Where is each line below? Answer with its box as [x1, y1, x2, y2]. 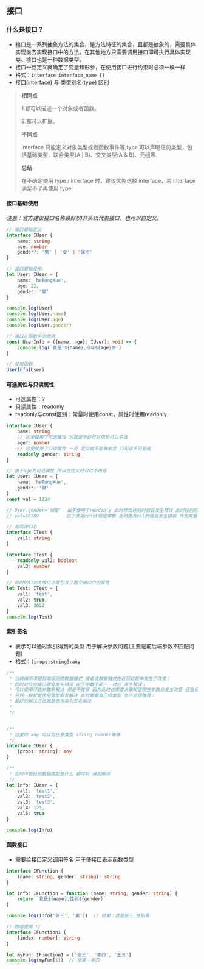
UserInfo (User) [6, 367, 45, 373]
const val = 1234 [6, 496, 50, 502]
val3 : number [17, 563, 50, 569]
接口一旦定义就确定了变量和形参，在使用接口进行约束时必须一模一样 [15, 63, 186, 71]
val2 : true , [17, 597, 47, 603]
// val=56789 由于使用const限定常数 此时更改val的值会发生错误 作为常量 [6, 513, 197, 519]
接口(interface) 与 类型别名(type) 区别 [15, 79, 109, 86]
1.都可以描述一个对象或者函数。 [21, 104, 100, 112]
